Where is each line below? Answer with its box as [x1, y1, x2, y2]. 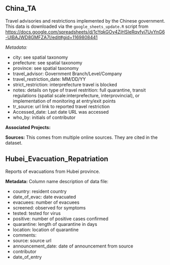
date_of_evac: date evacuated [12, 193, 76, 200]
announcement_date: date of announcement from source [12, 243, 134, 249]
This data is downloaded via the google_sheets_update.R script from [5, 23, 148, 29]
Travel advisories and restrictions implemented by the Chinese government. [5, 17, 165, 24]
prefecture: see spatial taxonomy [12, 59, 83, 66]
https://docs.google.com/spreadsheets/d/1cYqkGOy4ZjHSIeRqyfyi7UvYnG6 [5, 28, 165, 35]
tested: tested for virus [12, 210, 61, 216]
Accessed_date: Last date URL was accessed [12, 109, 109, 115]
